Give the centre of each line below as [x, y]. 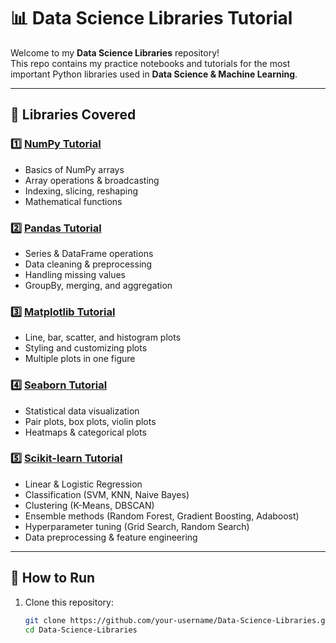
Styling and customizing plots [86, 348]
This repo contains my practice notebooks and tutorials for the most [150, 63]
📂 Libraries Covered [73, 115]
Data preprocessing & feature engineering [111, 537]
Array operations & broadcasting [92, 180]
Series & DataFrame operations [89, 253]
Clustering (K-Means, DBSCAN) [89, 505]
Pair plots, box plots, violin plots [90, 421]
